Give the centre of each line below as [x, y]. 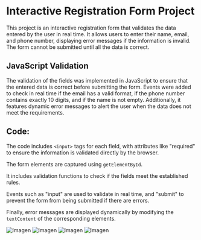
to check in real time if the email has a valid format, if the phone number [96, 93]
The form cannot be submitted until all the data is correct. [78, 47]
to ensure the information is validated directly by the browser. [82, 153]
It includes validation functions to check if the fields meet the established [97, 175]
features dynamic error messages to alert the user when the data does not [99, 106]
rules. [13, 182]
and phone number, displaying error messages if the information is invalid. [99, 40]
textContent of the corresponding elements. [61, 218]
